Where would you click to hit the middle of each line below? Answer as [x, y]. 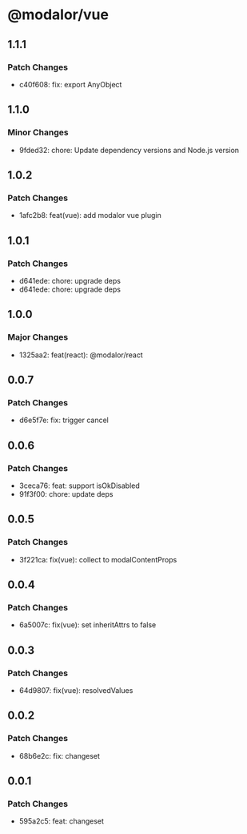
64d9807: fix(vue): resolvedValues [76, 691]
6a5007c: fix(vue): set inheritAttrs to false [88, 625]
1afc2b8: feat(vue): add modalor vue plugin [90, 216]
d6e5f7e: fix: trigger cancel [64, 420]
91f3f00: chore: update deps [66, 494]
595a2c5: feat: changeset [62, 821]
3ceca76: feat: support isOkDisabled [80, 485]
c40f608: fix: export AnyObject [70, 84]
